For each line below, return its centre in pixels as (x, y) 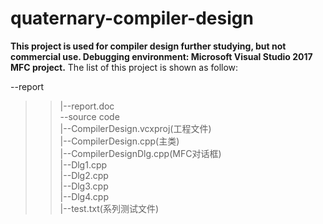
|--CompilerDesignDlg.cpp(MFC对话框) (140, 153)
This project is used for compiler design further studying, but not (148, 46)
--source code (89, 116)
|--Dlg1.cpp (83, 164)
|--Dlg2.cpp (84, 175)
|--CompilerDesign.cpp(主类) (119, 141)
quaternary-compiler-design (132, 18)
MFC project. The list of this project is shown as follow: (124, 67)
